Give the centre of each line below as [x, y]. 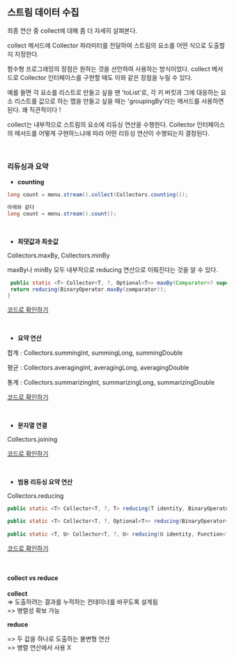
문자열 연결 [32, 426]
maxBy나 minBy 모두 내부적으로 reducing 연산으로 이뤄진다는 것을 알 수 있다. [112, 269]
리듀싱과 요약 [28, 166]
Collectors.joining [32, 440]
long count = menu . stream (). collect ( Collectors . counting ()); [98, 195]
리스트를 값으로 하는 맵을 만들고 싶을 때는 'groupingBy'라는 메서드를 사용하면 [119, 101]
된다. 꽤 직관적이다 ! [34, 109]
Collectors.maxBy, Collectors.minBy [58, 255]
